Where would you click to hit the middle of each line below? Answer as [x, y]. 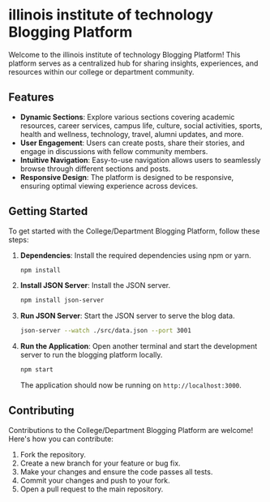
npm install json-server [62, 300]
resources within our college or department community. [101, 71]
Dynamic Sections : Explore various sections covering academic [127, 117]
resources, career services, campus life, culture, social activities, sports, [141, 125]
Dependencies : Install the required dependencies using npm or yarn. [135, 255]
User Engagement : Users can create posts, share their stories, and [132, 143]
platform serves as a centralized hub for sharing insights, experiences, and [133, 63]
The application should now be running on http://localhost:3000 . [131, 385]
